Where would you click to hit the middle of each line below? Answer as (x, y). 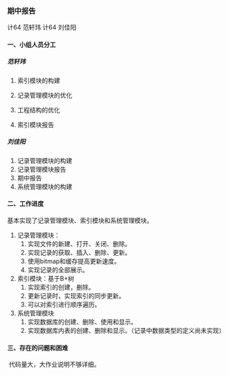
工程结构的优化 (38, 110)
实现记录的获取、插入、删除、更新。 (79, 253)
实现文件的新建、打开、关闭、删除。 (79, 244)
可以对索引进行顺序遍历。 (64, 305)
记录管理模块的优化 (45, 95)
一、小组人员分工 (32, 44)
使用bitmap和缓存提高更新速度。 (74, 261)
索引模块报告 (35, 124)
